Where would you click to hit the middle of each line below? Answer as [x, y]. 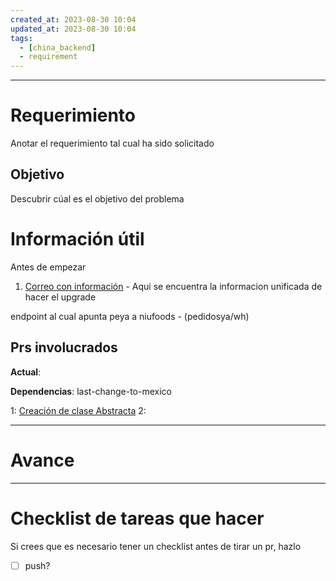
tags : [21, 38]
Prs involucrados [64, 347]
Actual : [26, 372]
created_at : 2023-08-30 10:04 [73, 19]
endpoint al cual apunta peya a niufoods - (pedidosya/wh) [130, 316]
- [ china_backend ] [58, 47]
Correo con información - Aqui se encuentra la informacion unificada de [173, 286]
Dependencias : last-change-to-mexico [91, 391]
